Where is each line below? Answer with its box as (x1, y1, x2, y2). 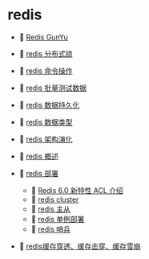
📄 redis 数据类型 (18, 117, 73, 126)
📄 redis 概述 (18, 151, 59, 161)
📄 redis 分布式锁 (18, 48, 73, 58)
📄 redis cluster (30, 195, 79, 204)
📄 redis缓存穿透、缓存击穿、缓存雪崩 (18, 241, 141, 251)
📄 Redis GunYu (18, 32, 69, 42)
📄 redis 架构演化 (18, 134, 73, 144)
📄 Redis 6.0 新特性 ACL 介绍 (30, 185, 123, 195)
